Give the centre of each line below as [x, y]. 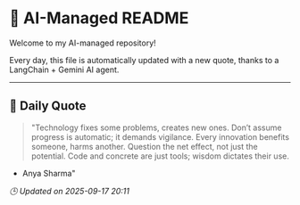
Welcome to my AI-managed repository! [83, 43]
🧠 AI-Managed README [99, 18]
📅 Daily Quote [48, 106]
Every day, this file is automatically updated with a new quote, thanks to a [144, 60]
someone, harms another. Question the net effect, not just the [145, 146]
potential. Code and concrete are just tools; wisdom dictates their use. [160, 156]
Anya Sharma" [49, 173]
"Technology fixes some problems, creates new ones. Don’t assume [156, 127]
